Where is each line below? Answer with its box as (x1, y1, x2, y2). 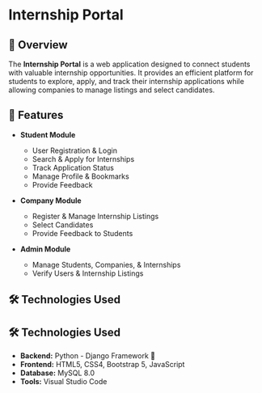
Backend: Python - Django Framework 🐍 (19, 351, 156, 361)
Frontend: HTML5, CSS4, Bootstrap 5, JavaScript (19, 360, 185, 370)
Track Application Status (32, 163, 115, 172)
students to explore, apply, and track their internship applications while (8, 77, 245, 86)
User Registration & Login (32, 146, 117, 155)
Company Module (19, 196, 82, 205)
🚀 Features (8, 108, 64, 122)
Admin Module (19, 244, 71, 254)
